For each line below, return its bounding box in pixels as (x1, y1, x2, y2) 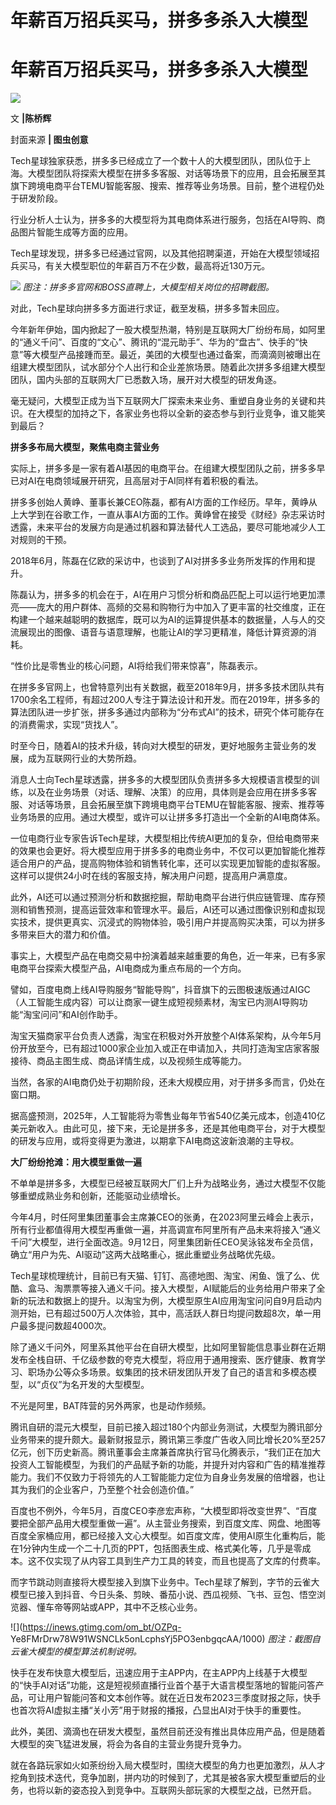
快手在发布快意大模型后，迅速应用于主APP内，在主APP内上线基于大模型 (10, 1667, 308, 1679)
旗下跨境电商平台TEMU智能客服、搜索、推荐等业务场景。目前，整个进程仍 (10, 180, 317, 192)
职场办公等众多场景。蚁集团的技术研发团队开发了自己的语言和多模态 (27, 1366, 308, 1378)
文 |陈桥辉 (10, 112, 52, 125)
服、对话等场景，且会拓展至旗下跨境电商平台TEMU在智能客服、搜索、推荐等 (10, 799, 325, 811)
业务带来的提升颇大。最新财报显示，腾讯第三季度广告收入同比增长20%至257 (10, 1434, 326, 1446)
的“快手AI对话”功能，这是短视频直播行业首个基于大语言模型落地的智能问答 (10, 1679, 316, 1691)
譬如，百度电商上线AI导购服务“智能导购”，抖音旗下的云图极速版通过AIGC (10, 984, 311, 996)
